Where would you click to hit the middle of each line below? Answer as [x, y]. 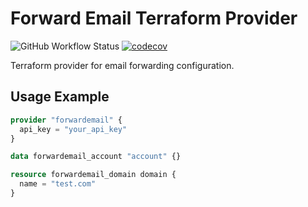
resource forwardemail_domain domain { [93, 175]
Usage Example [60, 97]
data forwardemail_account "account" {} [96, 157]
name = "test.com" [58, 184]
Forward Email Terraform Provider [154, 18]
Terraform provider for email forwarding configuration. [122, 65]
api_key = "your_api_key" [73, 129]
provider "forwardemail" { [66, 120]
